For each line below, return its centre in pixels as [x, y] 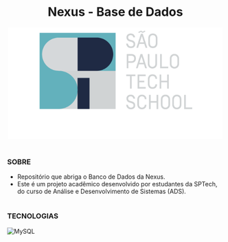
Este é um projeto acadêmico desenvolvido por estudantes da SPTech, [117, 184]
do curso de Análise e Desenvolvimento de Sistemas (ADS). [102, 191]
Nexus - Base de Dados [115, 12]
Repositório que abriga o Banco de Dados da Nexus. [91, 177]
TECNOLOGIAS [33, 216]
